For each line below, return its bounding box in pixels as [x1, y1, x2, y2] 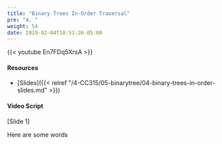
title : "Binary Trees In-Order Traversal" [7, 10, 130, 17]
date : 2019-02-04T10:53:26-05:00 [7, 29, 103, 36]
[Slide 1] [7, 117, 30, 125]
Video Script [7, 102, 44, 110]
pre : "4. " [7, 16, 38, 23]
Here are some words [7, 130, 69, 139]
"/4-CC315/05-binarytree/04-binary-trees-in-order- [68, 79, 216, 87]
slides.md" [16, 86, 48, 95]
